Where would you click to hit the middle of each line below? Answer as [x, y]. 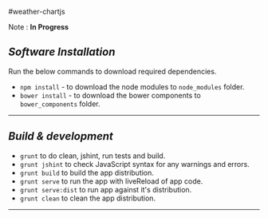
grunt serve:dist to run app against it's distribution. [106, 189]
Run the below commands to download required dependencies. [112, 71]
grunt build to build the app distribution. [87, 172]
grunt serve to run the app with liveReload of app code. [111, 181]
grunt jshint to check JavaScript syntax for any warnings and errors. [134, 164]
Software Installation [62, 52]
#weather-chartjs [37, 12]
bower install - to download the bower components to [110, 95]
